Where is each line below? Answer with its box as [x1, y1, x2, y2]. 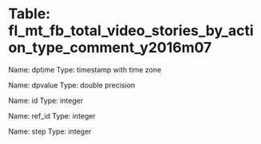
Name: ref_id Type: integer [8, 111, 96, 120]
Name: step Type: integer [8, 126, 92, 136]
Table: [8, 5, 51, 23]
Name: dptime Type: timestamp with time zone [8, 64, 162, 74]
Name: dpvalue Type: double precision [8, 80, 136, 90]
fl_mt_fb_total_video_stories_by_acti [8, 21, 254, 40]
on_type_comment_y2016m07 [8, 39, 212, 56]
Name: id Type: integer [8, 95, 84, 105]
